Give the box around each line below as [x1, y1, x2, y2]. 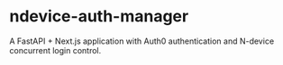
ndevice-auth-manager [9, 6, 189, 27]
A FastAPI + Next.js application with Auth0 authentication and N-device [9, 36, 275, 46]
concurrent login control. [9, 45, 102, 55]
